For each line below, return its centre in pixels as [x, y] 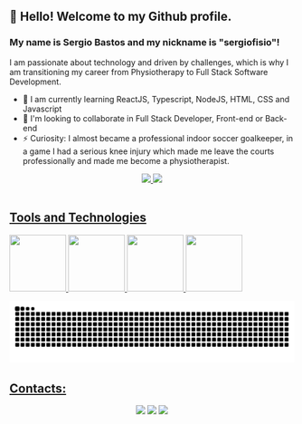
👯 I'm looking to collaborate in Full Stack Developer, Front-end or [143, 118]
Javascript [42, 109]
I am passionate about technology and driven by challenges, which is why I [149, 62]
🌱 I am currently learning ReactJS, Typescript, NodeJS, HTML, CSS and [156, 99]
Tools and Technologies [78, 218]
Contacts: [38, 388]
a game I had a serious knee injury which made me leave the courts [148, 151]
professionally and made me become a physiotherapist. [126, 160]
